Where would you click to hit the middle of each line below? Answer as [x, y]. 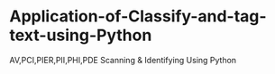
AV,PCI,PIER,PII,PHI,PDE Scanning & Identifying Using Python [123, 60]
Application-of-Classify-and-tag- [138, 16]
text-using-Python [81, 35]
